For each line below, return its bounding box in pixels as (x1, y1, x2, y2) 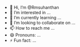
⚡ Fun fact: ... (9, 37, 36, 43)
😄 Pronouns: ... (9, 32, 41, 38)
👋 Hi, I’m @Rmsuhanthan (9, 5, 59, 10)
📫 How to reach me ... (9, 25, 55, 31)
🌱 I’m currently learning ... (9, 15, 62, 20)
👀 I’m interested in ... (9, 10, 51, 15)
